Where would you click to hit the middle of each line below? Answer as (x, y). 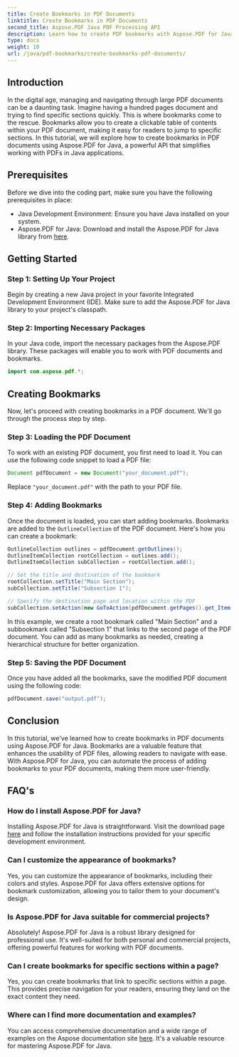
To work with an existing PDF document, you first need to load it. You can (115, 452)
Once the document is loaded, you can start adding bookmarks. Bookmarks (118, 521)
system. (29, 221)
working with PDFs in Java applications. (66, 152)
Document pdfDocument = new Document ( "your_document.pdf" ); (99, 473)
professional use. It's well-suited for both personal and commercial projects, (119, 939)
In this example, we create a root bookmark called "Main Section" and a (112, 621)
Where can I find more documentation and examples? (102, 1015)
